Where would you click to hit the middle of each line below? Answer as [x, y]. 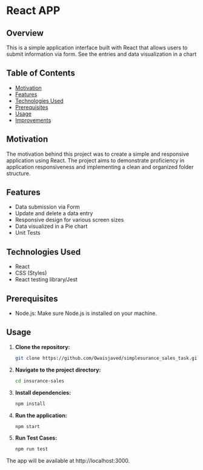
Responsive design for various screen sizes [69, 220]
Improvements [33, 120]
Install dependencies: [43, 392]
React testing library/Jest [46, 280]
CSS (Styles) [31, 273]
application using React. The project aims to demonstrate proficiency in [95, 160]
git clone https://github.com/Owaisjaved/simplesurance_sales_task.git [107, 358]
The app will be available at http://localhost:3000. [68, 461]
